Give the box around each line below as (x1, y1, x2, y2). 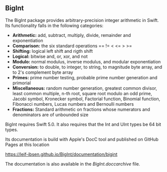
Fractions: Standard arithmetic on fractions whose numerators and (12, 106, 151, 112)
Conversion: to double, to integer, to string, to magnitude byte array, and (12, 64, 163, 70)
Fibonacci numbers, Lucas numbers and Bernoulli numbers (12, 101, 134, 107)
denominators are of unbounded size (12, 112, 89, 118)
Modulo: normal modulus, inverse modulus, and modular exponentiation (12, 58, 161, 64)
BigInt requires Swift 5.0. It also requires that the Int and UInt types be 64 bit (5, 121, 162, 127)
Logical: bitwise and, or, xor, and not (12, 53, 88, 59)
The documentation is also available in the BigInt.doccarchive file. (5, 161, 141, 167)
